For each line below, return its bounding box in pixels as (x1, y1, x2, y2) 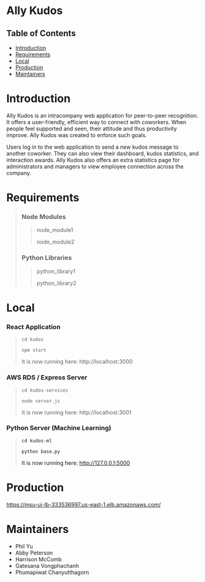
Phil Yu (15, 542, 33, 550)
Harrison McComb (15, 555, 62, 563)
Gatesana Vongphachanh (15, 562, 80, 569)
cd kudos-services (21, 387, 69, 394)
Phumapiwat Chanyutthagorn (15, 569, 89, 576)
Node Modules (21, 212, 66, 221)
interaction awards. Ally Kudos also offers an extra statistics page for (6, 156, 181, 163)
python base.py (21, 448, 61, 455)
